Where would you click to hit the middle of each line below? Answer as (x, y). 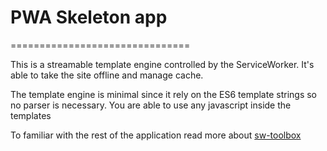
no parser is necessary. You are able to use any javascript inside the (151, 105)
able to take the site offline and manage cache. (107, 75)
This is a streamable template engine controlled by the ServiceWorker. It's (162, 64)
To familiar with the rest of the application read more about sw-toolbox (156, 135)
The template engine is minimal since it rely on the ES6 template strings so (163, 94)
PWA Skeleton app (89, 17)
